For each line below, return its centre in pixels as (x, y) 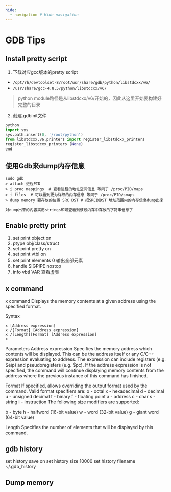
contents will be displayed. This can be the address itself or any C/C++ (80, 354)
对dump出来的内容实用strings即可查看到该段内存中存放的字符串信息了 (69, 210)
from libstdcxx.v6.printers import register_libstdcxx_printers (75, 140)
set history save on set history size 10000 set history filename (70, 461)
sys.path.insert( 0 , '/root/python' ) (44, 135)
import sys (17, 130)
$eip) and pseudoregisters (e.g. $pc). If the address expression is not (78, 365)
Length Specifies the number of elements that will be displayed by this (79, 427)
